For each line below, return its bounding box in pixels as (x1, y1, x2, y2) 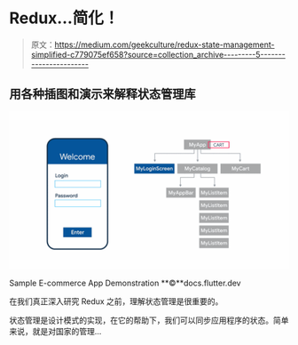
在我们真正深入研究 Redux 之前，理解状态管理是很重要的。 (9, 296, 223, 307)
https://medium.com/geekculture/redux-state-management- (54, 39, 275, 50)
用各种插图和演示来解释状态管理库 (9, 86, 196, 102)
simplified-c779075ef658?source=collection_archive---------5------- (30, 49, 286, 60)
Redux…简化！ (9, 8, 120, 28)
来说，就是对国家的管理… (9, 326, 102, 337)
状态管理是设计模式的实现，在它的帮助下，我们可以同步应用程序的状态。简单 (9, 315, 289, 325)
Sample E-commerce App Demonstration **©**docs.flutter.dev (9, 277, 241, 289)
